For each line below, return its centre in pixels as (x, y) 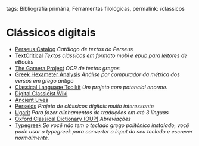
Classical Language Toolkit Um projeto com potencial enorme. (91, 87)
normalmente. (32, 138)
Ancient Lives (32, 100)
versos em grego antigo (44, 80)
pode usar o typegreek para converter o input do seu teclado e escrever (104, 131)
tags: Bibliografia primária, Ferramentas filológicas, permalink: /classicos (95, 9)
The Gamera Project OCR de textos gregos (67, 68)
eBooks (24, 61)
